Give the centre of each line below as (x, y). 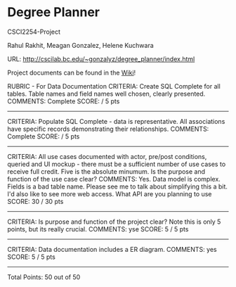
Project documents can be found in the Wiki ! (72, 72)
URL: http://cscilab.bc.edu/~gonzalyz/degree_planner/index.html (101, 59)
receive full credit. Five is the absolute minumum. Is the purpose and (106, 171)
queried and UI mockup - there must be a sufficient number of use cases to (117, 164)
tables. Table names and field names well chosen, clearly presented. (106, 94)
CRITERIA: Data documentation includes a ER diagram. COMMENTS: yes (112, 249)
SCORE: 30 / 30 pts (35, 201)
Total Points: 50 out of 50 (44, 277)
